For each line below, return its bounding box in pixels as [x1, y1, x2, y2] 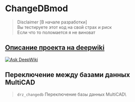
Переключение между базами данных [5, 71, 131, 79]
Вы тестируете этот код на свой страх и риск [17, 24, 112, 30]
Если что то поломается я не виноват [17, 29, 95, 35]
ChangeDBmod [5, 3, 68, 14]
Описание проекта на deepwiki [5, 43, 105, 52]
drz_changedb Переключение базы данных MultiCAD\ [17, 91, 127, 97]
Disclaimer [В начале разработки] [17, 19, 87, 25]
